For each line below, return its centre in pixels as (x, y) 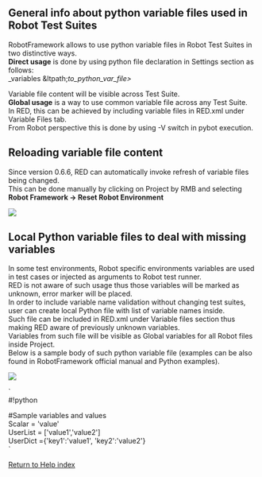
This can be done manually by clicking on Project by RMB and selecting (125, 188)
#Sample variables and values (58, 416)
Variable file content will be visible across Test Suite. (94, 94)
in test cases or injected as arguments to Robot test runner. (105, 277)
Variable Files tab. (38, 119)
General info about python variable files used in (128, 13)
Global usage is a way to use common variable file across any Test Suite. (128, 102)
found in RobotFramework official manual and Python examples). (114, 362)
